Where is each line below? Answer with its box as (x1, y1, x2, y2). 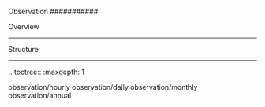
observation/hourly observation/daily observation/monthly (8, 83, 198, 91)
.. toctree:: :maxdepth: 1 (8, 67, 85, 76)
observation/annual (8, 90, 72, 100)
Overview (8, 22, 39, 31)
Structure (8, 45, 39, 53)
